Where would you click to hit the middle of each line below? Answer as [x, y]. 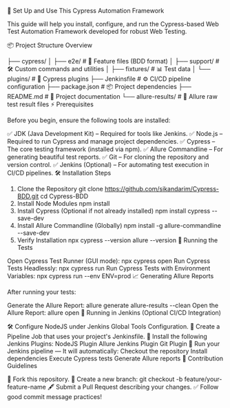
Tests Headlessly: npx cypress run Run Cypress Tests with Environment [109, 268]
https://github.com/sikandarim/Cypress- [161, 189]
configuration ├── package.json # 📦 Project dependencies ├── [99, 87]
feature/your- [203, 379]
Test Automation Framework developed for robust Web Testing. [97, 31]
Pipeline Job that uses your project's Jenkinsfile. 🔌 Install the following [107, 336]
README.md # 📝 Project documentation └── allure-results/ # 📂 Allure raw [113, 96]
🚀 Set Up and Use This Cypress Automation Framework [86, 11]
